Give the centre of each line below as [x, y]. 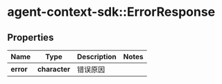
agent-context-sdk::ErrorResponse [111, 12]
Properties [31, 38]
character [54, 69]
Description [97, 57]
